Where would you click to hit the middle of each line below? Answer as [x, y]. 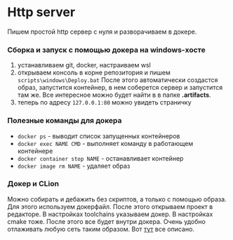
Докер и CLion [33, 184]
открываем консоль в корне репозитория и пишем [94, 73]
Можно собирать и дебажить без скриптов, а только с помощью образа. [117, 199]
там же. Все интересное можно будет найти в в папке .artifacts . [114, 95]
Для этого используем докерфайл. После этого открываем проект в [110, 206]
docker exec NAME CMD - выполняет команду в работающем [105, 143]
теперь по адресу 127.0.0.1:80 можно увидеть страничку [104, 102]
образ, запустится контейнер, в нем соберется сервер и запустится [120, 88]
